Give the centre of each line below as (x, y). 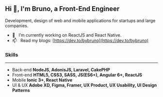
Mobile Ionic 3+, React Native (42, 80)
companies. (17, 26)
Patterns (21, 90)
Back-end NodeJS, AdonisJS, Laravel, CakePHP (61, 70)
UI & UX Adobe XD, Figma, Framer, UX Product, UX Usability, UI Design (84, 85)
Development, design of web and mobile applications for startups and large (80, 20)
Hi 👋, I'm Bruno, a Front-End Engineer (62, 9)
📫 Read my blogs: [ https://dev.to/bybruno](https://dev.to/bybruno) (80, 40)
